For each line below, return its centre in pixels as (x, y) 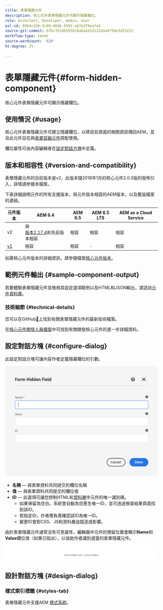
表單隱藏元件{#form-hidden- (64, 78)
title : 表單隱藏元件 (24, 10)
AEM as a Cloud (136, 213)
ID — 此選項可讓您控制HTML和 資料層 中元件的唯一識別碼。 (70, 497)
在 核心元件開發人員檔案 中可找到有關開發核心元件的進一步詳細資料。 (73, 329)
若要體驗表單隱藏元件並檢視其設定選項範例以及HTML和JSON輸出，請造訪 (79, 287)
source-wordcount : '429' (30, 41)
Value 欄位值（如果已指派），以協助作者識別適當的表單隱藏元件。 (69, 538)
